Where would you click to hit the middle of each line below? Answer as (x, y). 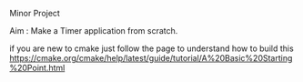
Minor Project (35, 13)
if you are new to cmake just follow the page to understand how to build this (151, 48)
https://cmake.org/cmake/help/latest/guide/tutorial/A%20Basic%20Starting (151, 58)
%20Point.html (37, 68)
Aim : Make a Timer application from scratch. (94, 31)
